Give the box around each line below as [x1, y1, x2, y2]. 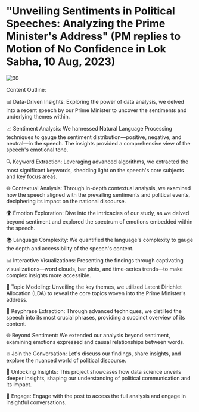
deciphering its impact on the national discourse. [6, 197, 126, 205]
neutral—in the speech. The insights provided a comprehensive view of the [6, 140, 191, 147]
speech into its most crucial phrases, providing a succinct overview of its [6, 314, 185, 321]
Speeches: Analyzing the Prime [6, 17, 166, 30]
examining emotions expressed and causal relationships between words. [6, 338, 185, 345]
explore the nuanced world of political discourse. [6, 357, 126, 364]
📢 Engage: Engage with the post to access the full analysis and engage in [6, 392, 186, 399]
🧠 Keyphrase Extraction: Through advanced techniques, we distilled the [6, 307, 182, 314]
